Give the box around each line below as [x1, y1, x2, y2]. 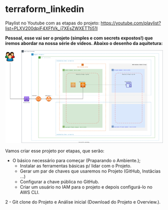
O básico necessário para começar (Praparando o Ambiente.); [12, 157, 141, 163]
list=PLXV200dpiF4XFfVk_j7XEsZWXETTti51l [5, 25, 98, 31]
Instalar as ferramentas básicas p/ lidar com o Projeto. [19, 163, 131, 169]
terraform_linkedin [5, 3, 84, 15]
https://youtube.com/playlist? [100, 20, 161, 26]
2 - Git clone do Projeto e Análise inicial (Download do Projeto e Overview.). [5, 199, 161, 205]
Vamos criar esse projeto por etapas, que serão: [5, 148, 104, 154]
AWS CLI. [19, 189, 40, 195]
